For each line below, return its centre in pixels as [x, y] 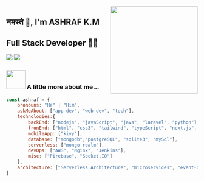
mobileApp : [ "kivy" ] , [56, 133]
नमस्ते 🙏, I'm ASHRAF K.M [53, 22]
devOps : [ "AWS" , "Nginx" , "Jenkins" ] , [77, 151]
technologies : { [36, 117]
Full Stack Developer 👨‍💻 [52, 43]
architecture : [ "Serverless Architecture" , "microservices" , [96, 167]
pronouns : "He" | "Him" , [49, 105]
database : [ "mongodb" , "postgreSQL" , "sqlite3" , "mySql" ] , [103, 139]
